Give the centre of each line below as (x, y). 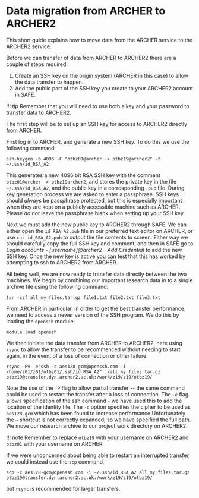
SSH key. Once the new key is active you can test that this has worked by (96, 256)
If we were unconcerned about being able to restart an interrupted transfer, (98, 455)
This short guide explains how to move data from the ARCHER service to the (99, 40)
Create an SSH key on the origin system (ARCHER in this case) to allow (101, 75)
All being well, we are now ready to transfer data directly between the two (97, 274)
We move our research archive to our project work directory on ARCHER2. (97, 425)
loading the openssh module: (41, 321)
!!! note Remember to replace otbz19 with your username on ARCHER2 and (97, 437)
